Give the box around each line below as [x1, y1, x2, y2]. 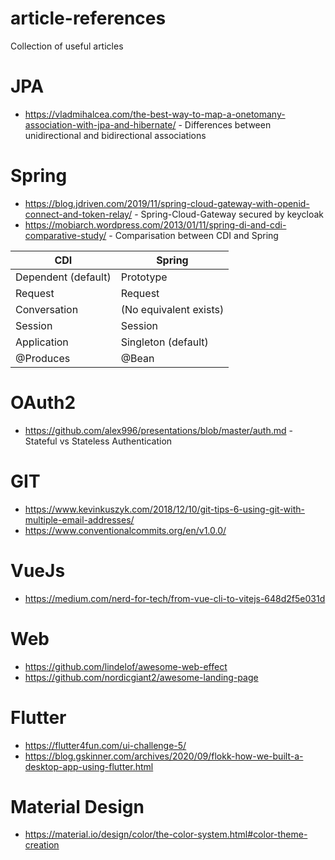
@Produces [15, 351, 71, 365]
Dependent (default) [15, 270, 112, 284]
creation [24, 839, 60, 851]
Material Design [10, 795, 145, 818]
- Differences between [178, 118, 272, 131]
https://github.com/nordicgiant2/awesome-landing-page [24, 671, 259, 683]
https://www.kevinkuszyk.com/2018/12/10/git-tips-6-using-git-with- [24, 503, 305, 515]
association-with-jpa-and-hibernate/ [24, 118, 177, 131]
